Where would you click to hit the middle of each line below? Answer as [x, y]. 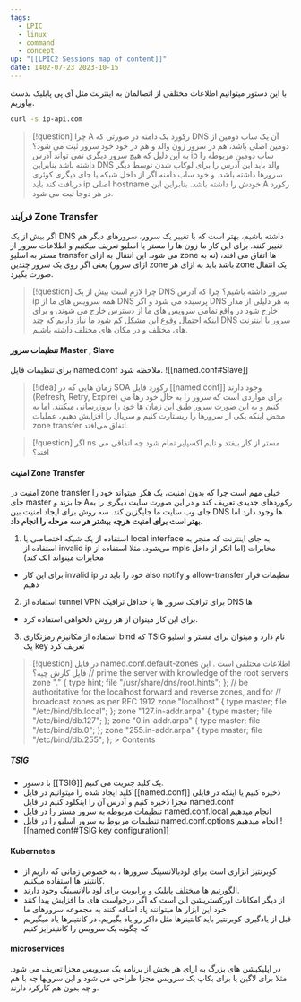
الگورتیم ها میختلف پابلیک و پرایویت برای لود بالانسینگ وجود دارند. [131, 890]
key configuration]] [134, 831]
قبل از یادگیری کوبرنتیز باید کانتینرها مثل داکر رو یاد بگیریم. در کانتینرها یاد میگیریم [157, 919]
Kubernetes [33, 851]
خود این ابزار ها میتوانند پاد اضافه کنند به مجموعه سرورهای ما [125, 909]
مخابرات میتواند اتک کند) [64, 557]
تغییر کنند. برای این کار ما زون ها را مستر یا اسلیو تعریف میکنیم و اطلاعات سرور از [146, 246]
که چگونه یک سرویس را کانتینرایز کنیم [86, 928]
